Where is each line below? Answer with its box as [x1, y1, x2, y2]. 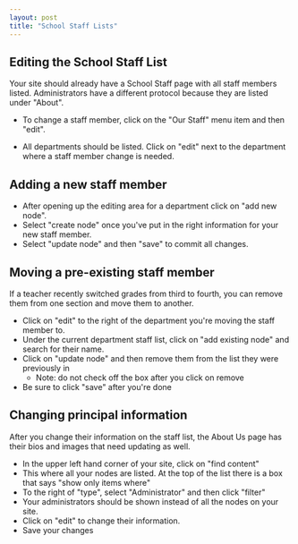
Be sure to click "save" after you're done [21, 381, 172, 392]
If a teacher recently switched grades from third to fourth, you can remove [9, 288, 284, 299]
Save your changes [21, 524, 94, 535]
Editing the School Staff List [9, 55, 167, 70]
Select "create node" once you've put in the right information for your [21, 220, 279, 231]
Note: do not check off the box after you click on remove [35, 372, 244, 383]
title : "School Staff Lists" [9, 21, 118, 30]
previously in [21, 362, 70, 373]
